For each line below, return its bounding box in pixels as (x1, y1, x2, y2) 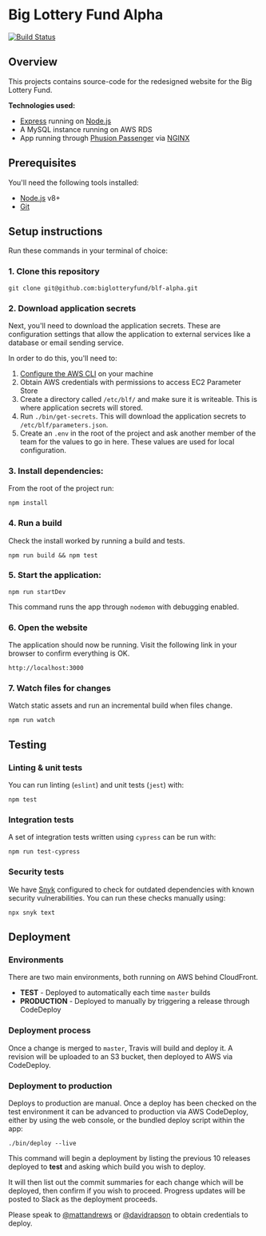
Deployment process (8, 1025, 91, 1036)
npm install (8, 499, 48, 508)
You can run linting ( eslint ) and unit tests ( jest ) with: (8, 781, 185, 790)
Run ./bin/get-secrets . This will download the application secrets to (19, 411, 246, 421)
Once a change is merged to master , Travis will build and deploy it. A (8, 1043, 233, 1053)
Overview (8, 55, 58, 69)
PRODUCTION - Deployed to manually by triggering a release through (19, 997, 250, 1006)
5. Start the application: (8, 570, 101, 581)
